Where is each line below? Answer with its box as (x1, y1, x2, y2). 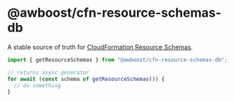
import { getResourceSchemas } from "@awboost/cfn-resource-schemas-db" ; (7, 56, 228, 64)
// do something (13, 82, 61, 89)
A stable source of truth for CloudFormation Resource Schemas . (7, 43, 193, 51)
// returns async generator (7, 68, 90, 76)
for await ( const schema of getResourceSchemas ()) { (7, 75, 165, 82)
